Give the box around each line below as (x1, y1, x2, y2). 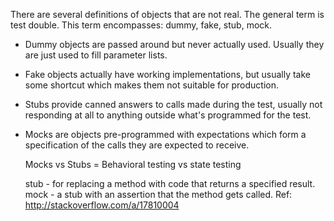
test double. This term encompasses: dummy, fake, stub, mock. (10, 19, 273, 31)
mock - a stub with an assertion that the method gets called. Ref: (24, 189, 293, 200)
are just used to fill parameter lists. (24, 49, 168, 61)
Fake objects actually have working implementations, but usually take (24, 69, 312, 80)
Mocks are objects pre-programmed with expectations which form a (24, 129, 307, 140)
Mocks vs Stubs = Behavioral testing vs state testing (24, 159, 242, 170)
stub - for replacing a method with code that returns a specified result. (24, 178, 316, 189)
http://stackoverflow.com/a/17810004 (24, 199, 180, 211)
